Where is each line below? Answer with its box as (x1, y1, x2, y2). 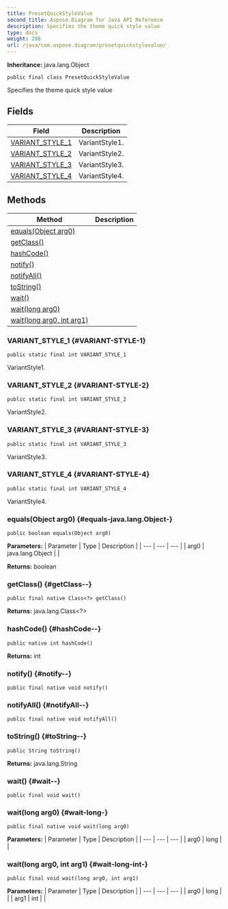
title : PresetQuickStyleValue (7, 10, 94, 17)
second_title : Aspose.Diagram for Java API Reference (7, 16, 164, 23)
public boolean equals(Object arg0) (7, 530, 111, 537)
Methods (7, 195, 46, 206)
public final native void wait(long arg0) (7, 823, 130, 830)
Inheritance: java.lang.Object (7, 61, 90, 69)
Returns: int (7, 651, 41, 660)
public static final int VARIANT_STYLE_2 (7, 396, 127, 403)
